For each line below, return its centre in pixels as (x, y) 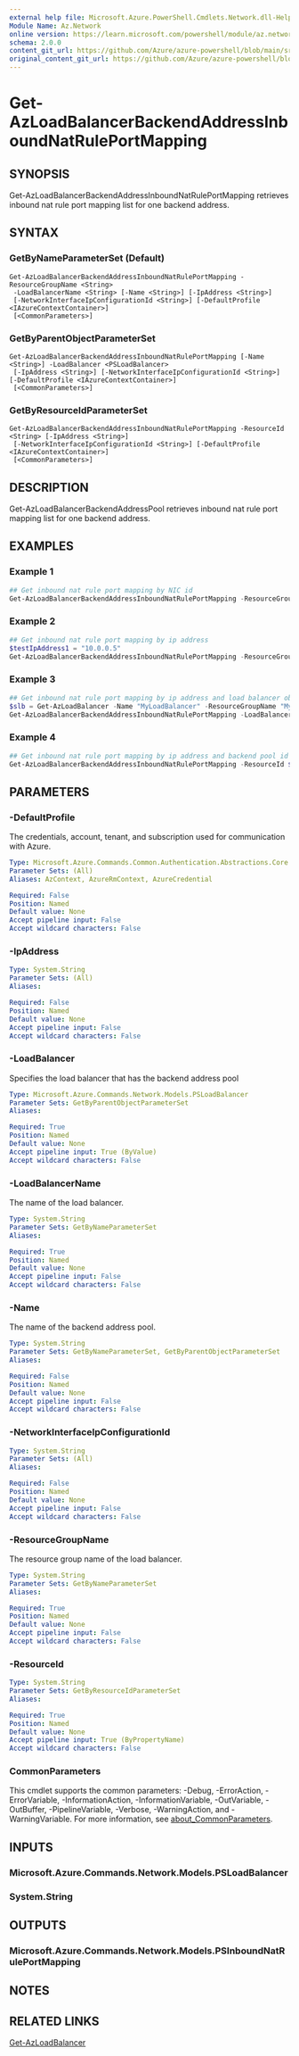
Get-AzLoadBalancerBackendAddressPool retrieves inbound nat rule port (144, 509)
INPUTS (31, 1847)
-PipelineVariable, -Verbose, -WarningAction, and (139, 1810)
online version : (39, 34)
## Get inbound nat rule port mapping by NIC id (101, 590)
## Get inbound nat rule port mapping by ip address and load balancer (145, 698)
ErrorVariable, (35, 1800)
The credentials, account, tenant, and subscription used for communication (147, 837)
